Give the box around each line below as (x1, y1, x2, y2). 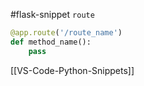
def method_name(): (10, 37, 92, 47)
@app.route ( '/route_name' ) (10, 28, 123, 38)
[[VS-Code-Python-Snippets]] (10, 64, 135, 76)
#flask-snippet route (10, 9, 95, 20)
